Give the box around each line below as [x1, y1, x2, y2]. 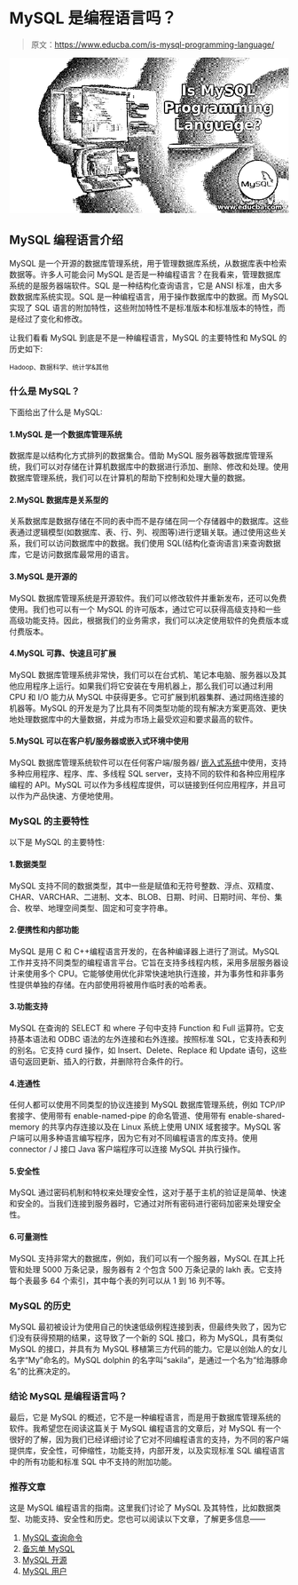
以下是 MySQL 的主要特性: [9, 837, 106, 848]
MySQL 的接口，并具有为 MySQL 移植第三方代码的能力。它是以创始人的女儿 [9, 1343, 287, 1354]
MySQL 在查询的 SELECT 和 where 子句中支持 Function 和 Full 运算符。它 [9, 1023, 277, 1033]
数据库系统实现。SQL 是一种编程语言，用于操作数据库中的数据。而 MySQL [16, 291, 289, 302]
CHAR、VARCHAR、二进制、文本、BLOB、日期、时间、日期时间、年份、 [9, 891, 275, 902]
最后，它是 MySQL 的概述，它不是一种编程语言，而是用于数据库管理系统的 [9, 1412, 282, 1422]
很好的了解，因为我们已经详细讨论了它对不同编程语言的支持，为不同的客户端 [9, 1434, 289, 1445]
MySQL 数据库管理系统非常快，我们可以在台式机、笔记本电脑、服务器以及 [9, 669, 279, 680]
